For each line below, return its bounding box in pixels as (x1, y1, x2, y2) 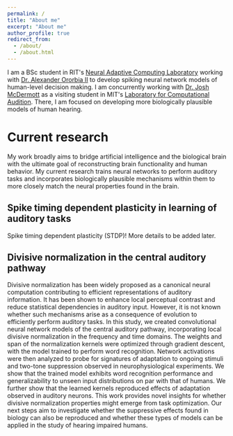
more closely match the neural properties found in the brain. (7, 181, 179, 190)
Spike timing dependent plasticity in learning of (7, 202, 217, 214)
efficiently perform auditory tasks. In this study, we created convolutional (7, 318, 217, 326)
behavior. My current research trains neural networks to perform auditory (7, 167, 218, 175)
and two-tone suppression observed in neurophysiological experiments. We (7, 362, 225, 371)
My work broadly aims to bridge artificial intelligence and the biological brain (7, 152, 227, 161)
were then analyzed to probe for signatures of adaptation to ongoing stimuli (7, 355, 224, 363)
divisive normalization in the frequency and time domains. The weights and (7, 332, 223, 341)
